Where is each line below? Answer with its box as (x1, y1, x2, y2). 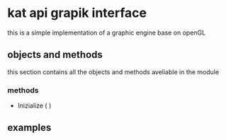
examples (7, 122, 52, 134)
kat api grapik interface (7, 5, 147, 21)
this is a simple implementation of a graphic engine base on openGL (7, 28, 206, 37)
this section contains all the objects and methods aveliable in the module (7, 67, 220, 76)
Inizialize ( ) (17, 101, 52, 110)
